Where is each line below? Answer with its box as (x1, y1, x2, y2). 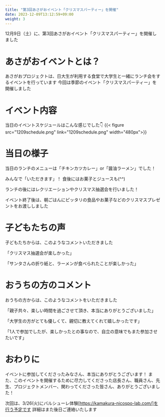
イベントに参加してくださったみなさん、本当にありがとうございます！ (5, 371, 148, 377)
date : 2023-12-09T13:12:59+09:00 (5, 12, 74, 17)
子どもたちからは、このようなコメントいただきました (5, 239, 113, 245)
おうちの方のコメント (5, 280, 92, 291)
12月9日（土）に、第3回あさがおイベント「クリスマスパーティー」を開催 (5, 31, 153, 37)
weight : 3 (5, 16, 26, 21)
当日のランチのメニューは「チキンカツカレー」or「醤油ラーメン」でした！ (5, 165, 156, 171)
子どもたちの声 (5, 222, 66, 233)
